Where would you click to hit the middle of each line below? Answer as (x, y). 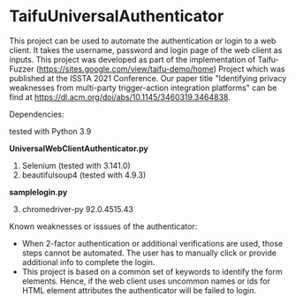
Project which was (251, 69)
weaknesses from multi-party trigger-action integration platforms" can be (143, 87)
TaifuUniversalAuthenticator (117, 16)
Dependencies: (37, 114)
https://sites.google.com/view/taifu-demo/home (126, 69)
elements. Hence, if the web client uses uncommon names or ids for (146, 281)
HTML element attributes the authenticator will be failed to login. (139, 290)
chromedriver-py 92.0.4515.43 (78, 209)
